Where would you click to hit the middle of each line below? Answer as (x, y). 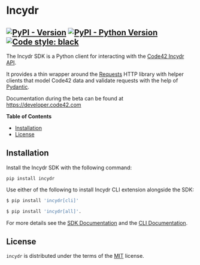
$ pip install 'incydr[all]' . (44, 211)
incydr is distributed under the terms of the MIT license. (75, 256)
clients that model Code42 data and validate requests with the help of (92, 80)
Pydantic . (18, 87)
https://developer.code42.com (44, 105)
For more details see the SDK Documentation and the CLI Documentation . (97, 223)
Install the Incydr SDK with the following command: (69, 167)
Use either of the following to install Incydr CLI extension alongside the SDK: (100, 190)
